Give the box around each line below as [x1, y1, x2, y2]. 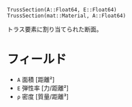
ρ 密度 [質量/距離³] [16, 92, 69, 100]
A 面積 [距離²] [16, 75, 55, 83]
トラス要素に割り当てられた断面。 [7, 25, 103, 33]
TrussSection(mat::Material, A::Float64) [7, 12, 127, 19]
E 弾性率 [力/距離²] [16, 84, 69, 92]
